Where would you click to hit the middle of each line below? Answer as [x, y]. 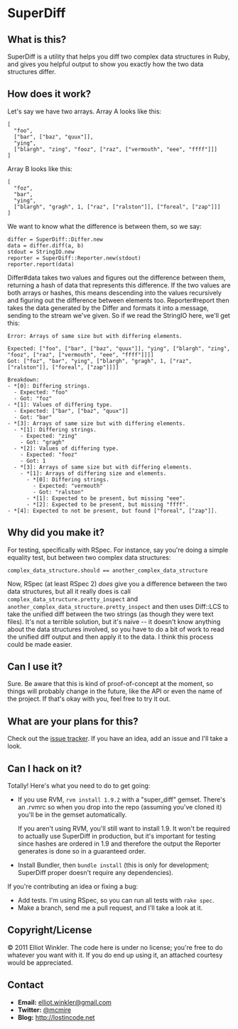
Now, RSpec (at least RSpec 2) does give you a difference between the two [117, 583]
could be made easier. [40, 644]
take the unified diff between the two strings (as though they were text [110, 614]
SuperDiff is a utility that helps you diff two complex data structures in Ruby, [119, 56]
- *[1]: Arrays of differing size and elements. [93, 473]
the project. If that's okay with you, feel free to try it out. [89, 699]
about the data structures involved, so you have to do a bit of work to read [116, 629]
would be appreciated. [40, 962]
